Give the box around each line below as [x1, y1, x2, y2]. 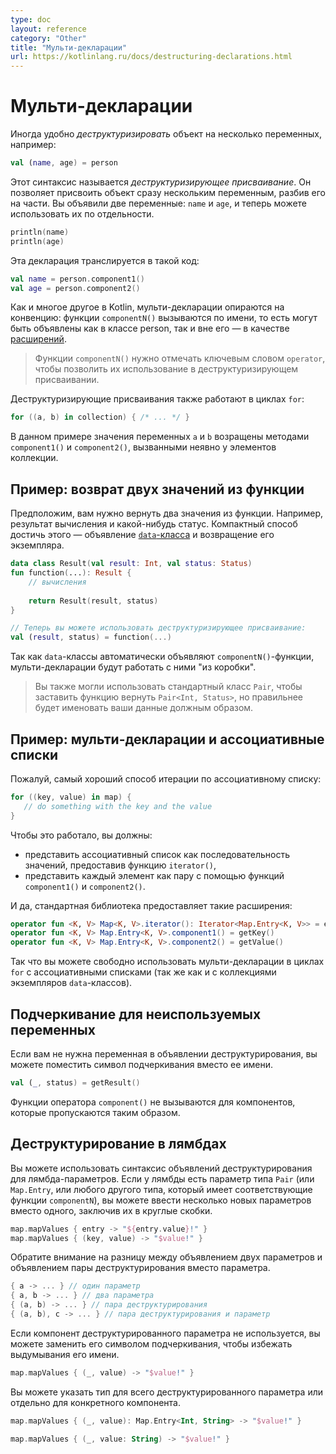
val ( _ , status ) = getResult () [10, 1078, 141, 1088]
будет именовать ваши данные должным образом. [34, 702, 254, 714]
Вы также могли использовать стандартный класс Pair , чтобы [34, 681, 303, 693]
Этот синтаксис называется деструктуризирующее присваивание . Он [10, 176, 312, 188]
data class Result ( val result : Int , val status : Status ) [10, 559, 253, 569]
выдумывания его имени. [10, 1348, 120, 1360]
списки [10, 746, 58, 763]
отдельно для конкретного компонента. [10, 1396, 181, 1408]
